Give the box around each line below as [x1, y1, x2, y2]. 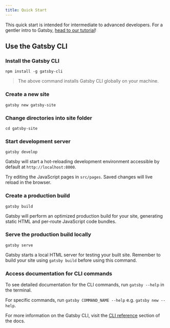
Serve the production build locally [5, 231, 91, 238]
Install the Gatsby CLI [5, 57, 60, 64]
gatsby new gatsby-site [5, 102, 56, 108]
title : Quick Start [5, 7, 47, 13]
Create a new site [5, 91, 50, 98]
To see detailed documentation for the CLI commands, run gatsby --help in [5, 282, 165, 288]
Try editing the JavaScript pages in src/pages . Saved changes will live [5, 174, 153, 180]
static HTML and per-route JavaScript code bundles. [5, 218, 117, 224]
